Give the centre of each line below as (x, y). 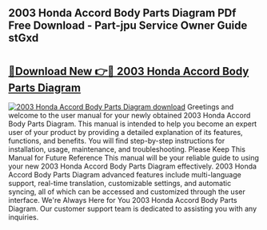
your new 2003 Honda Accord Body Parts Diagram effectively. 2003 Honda (133, 166)
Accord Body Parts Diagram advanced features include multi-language (125, 174)
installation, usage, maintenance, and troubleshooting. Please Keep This (127, 149)
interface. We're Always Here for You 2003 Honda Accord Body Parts (123, 200)
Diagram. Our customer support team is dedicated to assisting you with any (133, 208)
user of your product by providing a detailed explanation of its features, (126, 132)
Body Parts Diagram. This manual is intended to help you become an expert (133, 124)
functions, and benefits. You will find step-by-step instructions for (117, 141)
